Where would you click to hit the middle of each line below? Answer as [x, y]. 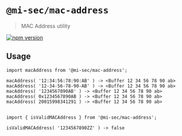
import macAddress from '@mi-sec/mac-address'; [67, 70]
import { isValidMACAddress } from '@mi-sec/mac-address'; [82, 117]
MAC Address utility [46, 26]
